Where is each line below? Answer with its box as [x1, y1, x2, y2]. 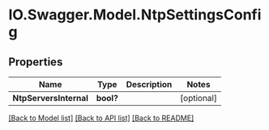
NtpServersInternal [12, 93, 89, 103]
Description [126, 79, 173, 90]
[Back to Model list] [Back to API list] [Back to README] [8, 113, 194, 123]
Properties [8, 55, 63, 69]
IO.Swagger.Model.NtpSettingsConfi [8, 6, 262, 24]
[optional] [179, 93, 217, 103]
